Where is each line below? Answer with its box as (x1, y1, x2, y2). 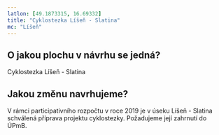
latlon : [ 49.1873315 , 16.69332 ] (7, 10, 101, 17)
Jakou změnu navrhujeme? (7, 88, 129, 100)
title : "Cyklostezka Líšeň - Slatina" (7, 17, 120, 24)
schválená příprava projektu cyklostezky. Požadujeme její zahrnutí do (7, 114, 207, 122)
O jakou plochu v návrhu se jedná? (7, 49, 161, 61)
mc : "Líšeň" (7, 23, 42, 30)
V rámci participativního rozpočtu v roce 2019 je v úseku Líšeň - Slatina (7, 106, 213, 115)
